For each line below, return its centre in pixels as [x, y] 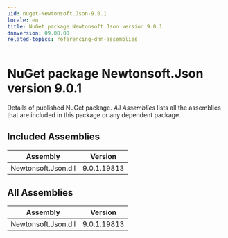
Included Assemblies [54, 137]
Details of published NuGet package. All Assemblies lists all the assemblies [114, 108]
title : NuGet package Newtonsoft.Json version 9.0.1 [85, 26]
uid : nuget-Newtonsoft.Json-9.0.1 [57, 14]
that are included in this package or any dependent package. [94, 115]
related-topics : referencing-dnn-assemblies [72, 40]
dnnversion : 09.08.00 [38, 33]
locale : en [23, 20]
